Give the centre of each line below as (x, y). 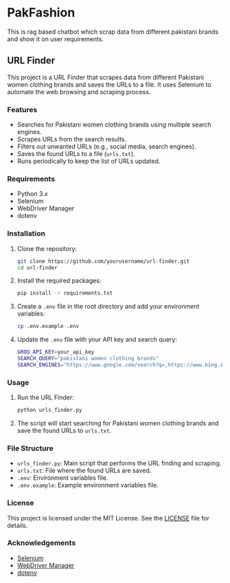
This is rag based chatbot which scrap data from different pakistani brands (113, 32)
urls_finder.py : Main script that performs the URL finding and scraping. (119, 463)
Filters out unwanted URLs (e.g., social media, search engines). (106, 146)
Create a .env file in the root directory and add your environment (108, 307)
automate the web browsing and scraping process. (79, 91)
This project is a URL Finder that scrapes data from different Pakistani (106, 77)
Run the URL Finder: (45, 397)
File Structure (30, 448)
